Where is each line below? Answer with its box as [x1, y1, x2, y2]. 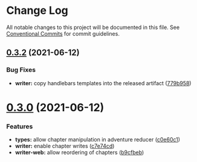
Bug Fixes [6, 66, 36, 74]
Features [6, 122, 33, 131]
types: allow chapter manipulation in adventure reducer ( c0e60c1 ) [15, 136, 180, 143]
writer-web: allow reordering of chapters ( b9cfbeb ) [15, 149, 144, 156]
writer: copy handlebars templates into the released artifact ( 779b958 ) [15, 79, 192, 86]
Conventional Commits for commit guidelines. [6, 30, 120, 37]
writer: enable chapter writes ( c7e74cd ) [15, 143, 115, 150]
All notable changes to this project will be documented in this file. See [6, 24, 180, 31]
